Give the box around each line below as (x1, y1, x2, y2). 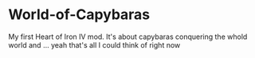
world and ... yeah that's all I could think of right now (8, 40, 181, 49)
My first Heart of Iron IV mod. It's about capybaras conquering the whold (8, 32, 248, 41)
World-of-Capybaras (8, 6, 151, 24)
